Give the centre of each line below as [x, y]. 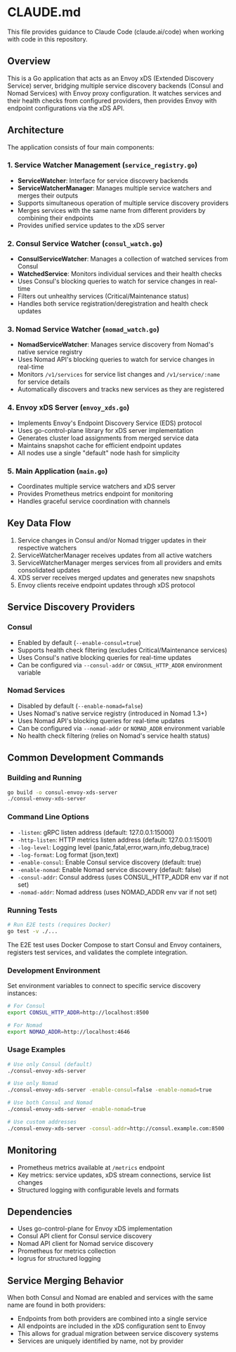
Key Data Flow [39, 523]
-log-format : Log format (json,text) [68, 854]
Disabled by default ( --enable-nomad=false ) [80, 706]
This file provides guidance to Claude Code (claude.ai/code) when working [116, 32]
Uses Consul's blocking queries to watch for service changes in [110, 281]
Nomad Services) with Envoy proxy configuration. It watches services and [114, 93]
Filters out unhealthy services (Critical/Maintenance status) [103, 297]
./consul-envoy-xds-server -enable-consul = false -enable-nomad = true [110, 1090]
